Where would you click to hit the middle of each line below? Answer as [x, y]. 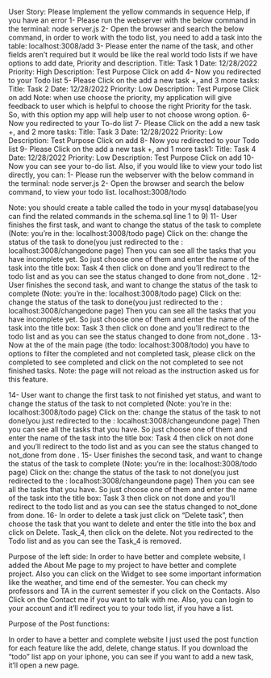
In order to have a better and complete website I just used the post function [133, 639]
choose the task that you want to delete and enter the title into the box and [132, 524]
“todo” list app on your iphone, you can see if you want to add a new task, [131, 657]
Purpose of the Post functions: [59, 624]
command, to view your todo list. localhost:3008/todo [98, 192]
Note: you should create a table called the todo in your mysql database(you [133, 208]
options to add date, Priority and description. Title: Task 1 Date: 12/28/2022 [133, 63]
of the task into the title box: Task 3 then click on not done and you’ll [122, 498]
